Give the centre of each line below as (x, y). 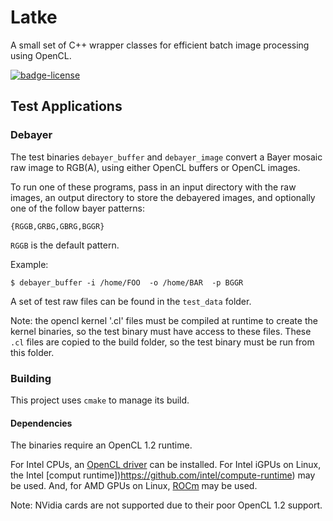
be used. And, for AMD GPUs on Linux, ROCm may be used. (134, 486)
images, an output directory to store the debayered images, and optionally (163, 197)
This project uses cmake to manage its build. (100, 400)
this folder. (32, 352)
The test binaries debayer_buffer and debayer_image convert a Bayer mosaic (166, 157)
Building (31, 378)
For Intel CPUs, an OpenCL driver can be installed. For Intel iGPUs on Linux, (166, 465)
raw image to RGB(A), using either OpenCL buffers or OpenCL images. (155, 167)
